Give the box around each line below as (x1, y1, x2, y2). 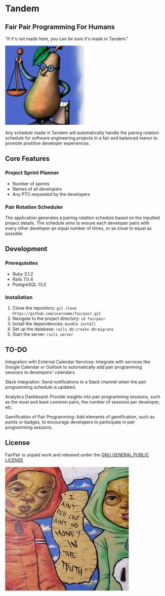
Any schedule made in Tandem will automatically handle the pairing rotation (5, 130, 160, 136)
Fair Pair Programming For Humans (5, 23, 115, 31)
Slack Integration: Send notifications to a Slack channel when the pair (5, 379, 147, 385)
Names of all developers (12, 186, 62, 192)
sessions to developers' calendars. (5, 369, 76, 375)
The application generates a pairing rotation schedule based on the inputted (5, 215, 160, 221)
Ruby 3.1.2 (12, 271, 34, 277)
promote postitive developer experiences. (5, 140, 90, 146)
